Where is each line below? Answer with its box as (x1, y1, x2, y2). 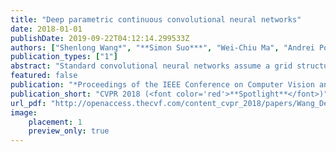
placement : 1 (28, 117, 83, 127)
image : (10, 107, 38, 118)
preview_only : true (28, 126, 110, 136)
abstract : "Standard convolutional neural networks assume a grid (10, 61, 293, 71)
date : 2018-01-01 (10, 24, 83, 34)
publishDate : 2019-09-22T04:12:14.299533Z (10, 33, 190, 43)
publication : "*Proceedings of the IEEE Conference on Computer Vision (10, 80, 315, 90)
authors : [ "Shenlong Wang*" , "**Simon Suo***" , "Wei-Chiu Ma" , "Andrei (10, 42, 315, 53)
